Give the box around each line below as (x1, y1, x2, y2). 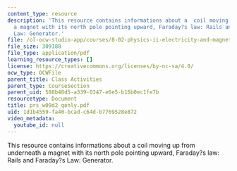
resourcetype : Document (7, 96, 78, 103)
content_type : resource (7, 10, 78, 18)
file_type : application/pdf (7, 50, 90, 57)
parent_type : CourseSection (7, 82, 90, 89)
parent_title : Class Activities (7, 75, 102, 83)
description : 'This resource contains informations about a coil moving (7, 17, 229, 24)
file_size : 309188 (7, 43, 61, 50)
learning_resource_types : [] (7, 56, 93, 63)
